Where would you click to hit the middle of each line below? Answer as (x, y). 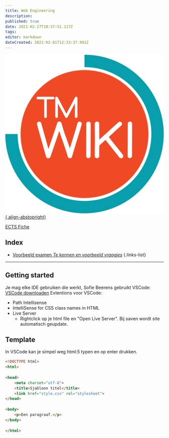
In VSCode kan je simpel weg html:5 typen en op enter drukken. (71, 352)
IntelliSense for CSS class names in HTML (56, 308)
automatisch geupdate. (44, 324)
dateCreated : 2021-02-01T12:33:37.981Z (47, 43)
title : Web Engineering (30, 11)
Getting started (30, 275)
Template (20, 340)
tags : (11, 32)
